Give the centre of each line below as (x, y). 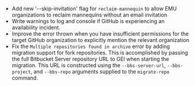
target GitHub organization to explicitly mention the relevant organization (100, 40)
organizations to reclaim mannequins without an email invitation (89, 15)
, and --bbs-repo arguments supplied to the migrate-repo (100, 71)
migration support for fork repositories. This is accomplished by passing (100, 52)
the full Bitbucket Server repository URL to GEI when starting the (90, 59)
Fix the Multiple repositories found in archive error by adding (91, 46)
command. (25, 78)
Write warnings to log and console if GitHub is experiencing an (88, 21)
